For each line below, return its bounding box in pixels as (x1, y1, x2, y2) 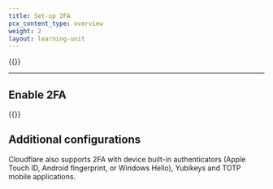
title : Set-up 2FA (8, 11, 71, 20)
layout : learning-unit (8, 34, 85, 43)
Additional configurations (8, 133, 141, 147)
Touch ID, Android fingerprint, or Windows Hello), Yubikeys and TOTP (8, 163, 241, 173)
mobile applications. (8, 171, 76, 181)
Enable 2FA (8, 88, 67, 101)
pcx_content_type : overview (8, 19, 104, 28)
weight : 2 (8, 27, 42, 35)
